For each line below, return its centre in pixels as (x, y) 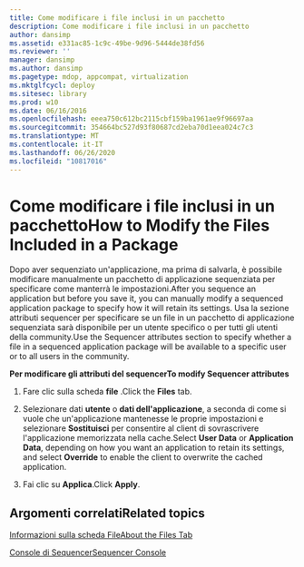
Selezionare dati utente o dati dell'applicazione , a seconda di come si (154, 409)
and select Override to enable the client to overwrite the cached (142, 457)
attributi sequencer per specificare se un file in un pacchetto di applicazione (152, 318)
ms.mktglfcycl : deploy (52, 85)
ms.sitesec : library (49, 93)
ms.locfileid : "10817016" (58, 161)
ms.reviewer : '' (40, 52)
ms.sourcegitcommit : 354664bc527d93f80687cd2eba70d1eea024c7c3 (132, 128)
